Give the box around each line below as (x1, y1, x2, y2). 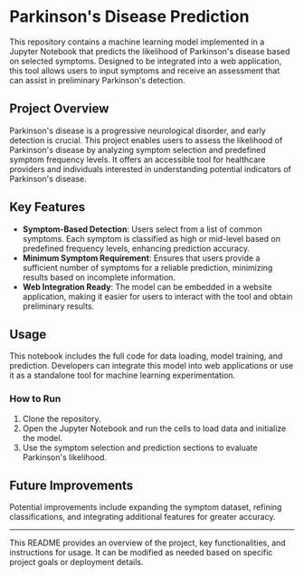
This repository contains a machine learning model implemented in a (9, 36, 265, 47)
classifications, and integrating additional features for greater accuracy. (9, 512, 276, 523)
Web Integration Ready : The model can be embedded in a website (22, 281, 272, 292)
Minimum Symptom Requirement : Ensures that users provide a (22, 252, 261, 264)
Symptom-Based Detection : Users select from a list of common (22, 224, 262, 235)
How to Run (9, 392, 62, 405)
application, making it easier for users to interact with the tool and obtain (22, 291, 293, 302)
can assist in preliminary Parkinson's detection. (9, 74, 185, 85)
